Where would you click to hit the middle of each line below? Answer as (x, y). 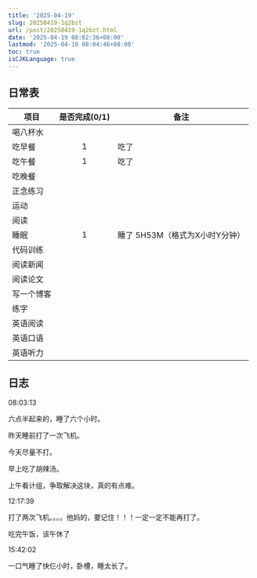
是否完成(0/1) (85, 117)
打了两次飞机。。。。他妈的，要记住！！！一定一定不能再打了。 (106, 517)
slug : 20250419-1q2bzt (45, 23)
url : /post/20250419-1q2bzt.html (63, 30)
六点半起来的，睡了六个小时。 (56, 418)
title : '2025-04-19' (42, 15)
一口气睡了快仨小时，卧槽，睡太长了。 (70, 565)
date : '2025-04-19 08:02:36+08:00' (66, 37)
